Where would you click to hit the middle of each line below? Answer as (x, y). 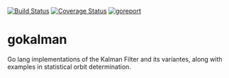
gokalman (37, 40)
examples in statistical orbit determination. (69, 67)
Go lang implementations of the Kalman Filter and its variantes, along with (115, 59)
